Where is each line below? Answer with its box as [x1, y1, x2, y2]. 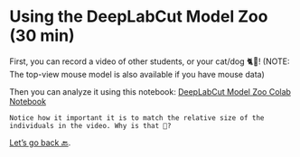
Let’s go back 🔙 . [9, 137, 71, 148]
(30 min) [9, 25, 75, 46]
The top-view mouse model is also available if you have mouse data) [9, 69, 265, 79]
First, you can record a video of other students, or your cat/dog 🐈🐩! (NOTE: [9, 56, 291, 67]
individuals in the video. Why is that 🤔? [9, 121, 172, 130]
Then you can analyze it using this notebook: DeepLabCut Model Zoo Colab [9, 86, 292, 97]
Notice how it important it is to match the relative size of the [9, 113, 265, 123]
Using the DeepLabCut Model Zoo [9, 6, 268, 27]
